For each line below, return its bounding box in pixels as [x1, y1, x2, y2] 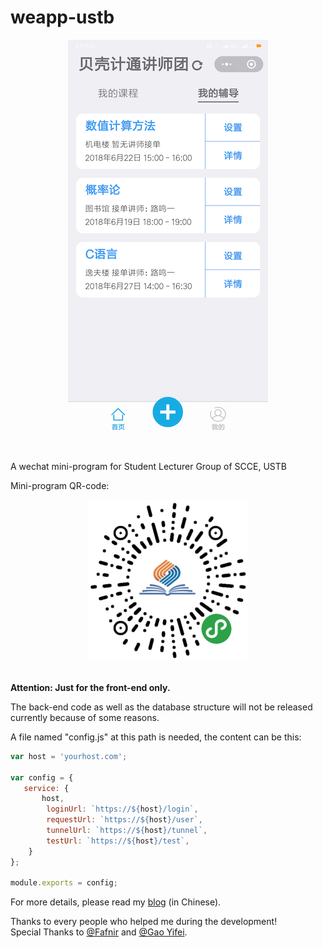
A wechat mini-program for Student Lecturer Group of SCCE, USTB [10, 460, 287, 472]
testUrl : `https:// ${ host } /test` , [46, 836, 190, 846]
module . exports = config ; [10, 878, 118, 888]
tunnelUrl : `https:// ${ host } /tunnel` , [46, 826, 208, 836]
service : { [23, 783, 70, 793]
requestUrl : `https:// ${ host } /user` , [46, 815, 203, 825]
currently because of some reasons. [10, 711, 160, 723]
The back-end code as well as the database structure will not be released [10, 701, 313, 713]
